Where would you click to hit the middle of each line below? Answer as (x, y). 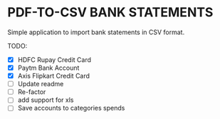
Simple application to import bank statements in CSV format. (96, 32)
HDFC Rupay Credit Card (54, 59)
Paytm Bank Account (48, 68)
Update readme (41, 84)
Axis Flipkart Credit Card (54, 76)
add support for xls (46, 100)
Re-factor (32, 92)
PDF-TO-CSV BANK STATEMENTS (110, 12)
